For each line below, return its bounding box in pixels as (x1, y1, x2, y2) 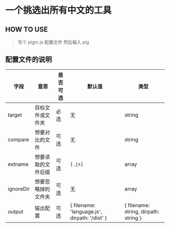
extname (8, 160, 29, 167)
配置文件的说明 (5, 55, 52, 64)
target (8, 111, 22, 118)
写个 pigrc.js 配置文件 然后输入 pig (17, 39, 90, 45)
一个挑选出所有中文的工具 (5, 5, 112, 16)
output (8, 208, 24, 215)
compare (8, 136, 29, 143)
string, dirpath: (124, 208, 159, 215)
